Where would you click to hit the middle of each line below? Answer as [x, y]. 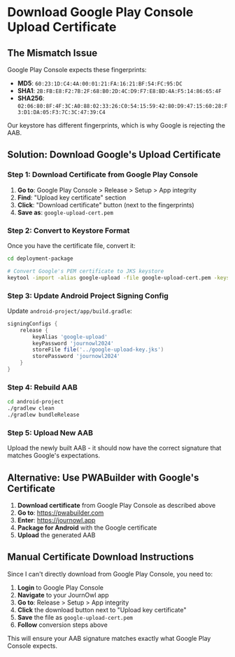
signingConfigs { [33, 324]
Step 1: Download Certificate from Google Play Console [102, 174]
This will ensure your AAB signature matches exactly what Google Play [109, 638]
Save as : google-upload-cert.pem [65, 212]
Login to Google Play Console [60, 587]
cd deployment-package [40, 258]
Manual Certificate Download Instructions [101, 557]
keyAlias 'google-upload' [70, 337]
